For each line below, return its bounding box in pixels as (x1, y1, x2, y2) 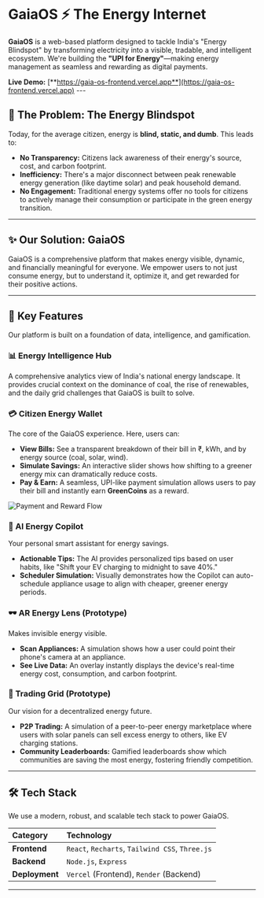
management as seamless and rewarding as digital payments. (8, 61, 208, 71)
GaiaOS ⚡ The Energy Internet (8, 6, 207, 24)
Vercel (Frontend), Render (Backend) (66, 868, 202, 879)
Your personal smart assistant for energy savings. (8, 539, 169, 549)
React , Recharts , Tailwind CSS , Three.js (66, 843, 212, 854)
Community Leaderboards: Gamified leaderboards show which (19, 746, 227, 756)
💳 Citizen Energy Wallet (8, 408, 103, 419)
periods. (19, 587, 47, 597)
